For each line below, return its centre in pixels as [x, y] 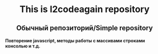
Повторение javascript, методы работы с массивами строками [75, 41]
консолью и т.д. [23, 46]
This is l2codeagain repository [85, 9]
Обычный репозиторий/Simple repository [85, 28]
